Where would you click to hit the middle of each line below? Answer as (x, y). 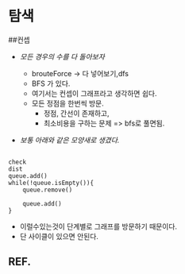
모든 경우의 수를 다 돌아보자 (62, 56)
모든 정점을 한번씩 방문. (68, 103)
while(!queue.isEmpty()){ (51, 183)
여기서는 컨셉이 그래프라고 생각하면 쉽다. (94, 93)
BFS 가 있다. (51, 83)
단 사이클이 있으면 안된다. (59, 236)
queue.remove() (48, 190)
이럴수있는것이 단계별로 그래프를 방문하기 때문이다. (98, 226)
